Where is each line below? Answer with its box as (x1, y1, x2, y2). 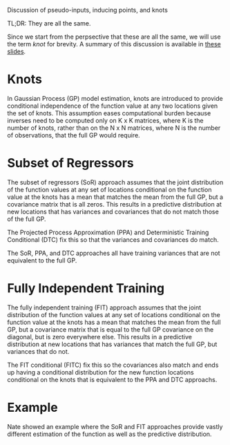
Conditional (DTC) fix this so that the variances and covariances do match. (7, 235, 219, 244)
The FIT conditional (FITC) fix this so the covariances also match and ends (7, 361, 219, 369)
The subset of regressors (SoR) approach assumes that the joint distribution (7, 178, 224, 186)
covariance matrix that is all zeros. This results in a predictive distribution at (7, 200, 222, 208)
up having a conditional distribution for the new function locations (7, 368, 195, 376)
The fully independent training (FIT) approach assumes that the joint (7, 303, 202, 312)
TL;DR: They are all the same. (7, 19, 91, 27)
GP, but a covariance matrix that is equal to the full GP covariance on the (7, 325, 214, 334)
